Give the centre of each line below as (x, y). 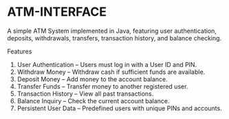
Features (20, 51)
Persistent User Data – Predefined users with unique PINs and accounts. (119, 108)
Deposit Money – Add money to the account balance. (92, 79)
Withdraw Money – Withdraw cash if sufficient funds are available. (111, 72)
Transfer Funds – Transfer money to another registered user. (102, 86)
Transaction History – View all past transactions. (85, 94)
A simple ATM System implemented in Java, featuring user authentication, (112, 31)
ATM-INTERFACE (57, 12)
